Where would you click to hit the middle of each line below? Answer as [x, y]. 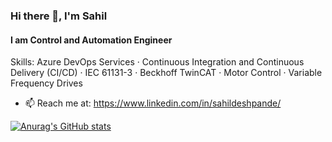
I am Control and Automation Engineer [91, 40]
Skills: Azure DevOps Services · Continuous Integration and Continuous [157, 62]
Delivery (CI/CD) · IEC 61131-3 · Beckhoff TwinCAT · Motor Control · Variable [166, 73]
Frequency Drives [46, 83]
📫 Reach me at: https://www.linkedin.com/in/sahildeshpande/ [153, 103]
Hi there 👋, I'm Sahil [59, 16]
